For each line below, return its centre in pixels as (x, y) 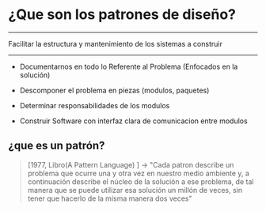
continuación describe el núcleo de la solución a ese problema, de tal (141, 181)
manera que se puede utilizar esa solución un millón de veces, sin (135, 190)
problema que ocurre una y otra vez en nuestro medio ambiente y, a (138, 173)
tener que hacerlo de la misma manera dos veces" (110, 198)
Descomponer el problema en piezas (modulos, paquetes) (114, 90)
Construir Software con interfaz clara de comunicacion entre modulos (133, 121)
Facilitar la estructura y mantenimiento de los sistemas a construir (116, 43)
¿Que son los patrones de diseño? (122, 15)
